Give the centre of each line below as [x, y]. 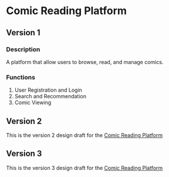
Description [23, 49]
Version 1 [23, 33]
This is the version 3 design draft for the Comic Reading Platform [84, 168]
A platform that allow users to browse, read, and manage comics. [85, 62]
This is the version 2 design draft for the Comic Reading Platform [84, 135]
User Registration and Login [48, 90]
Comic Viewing [33, 103]
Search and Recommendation [50, 96]
